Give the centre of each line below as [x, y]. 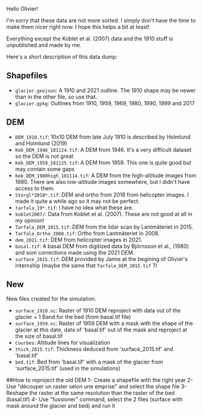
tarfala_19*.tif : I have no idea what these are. [74, 207]
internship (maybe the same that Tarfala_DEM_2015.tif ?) [86, 265]
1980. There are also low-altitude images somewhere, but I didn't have [103, 181]
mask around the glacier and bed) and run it [61, 406]
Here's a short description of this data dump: [62, 57]
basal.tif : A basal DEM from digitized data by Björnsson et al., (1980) [102, 246]
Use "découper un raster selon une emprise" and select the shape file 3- [96, 387]
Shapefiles [27, 76]
